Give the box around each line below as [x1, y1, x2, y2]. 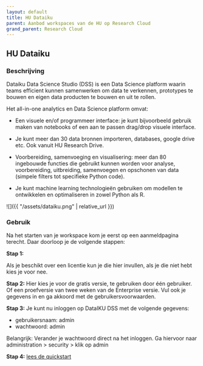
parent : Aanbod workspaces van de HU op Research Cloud [6, 20, 151, 26]
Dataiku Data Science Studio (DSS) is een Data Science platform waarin [6, 80, 186, 88]
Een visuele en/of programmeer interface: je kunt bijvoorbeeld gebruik [15, 117, 191, 124]
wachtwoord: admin [15, 323, 66, 330]
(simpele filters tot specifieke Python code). [15, 173, 125, 180]
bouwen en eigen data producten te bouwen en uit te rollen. [6, 93, 156, 100]
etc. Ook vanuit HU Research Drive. [15, 141, 105, 149]
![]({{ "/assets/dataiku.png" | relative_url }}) [6, 202, 114, 210]
